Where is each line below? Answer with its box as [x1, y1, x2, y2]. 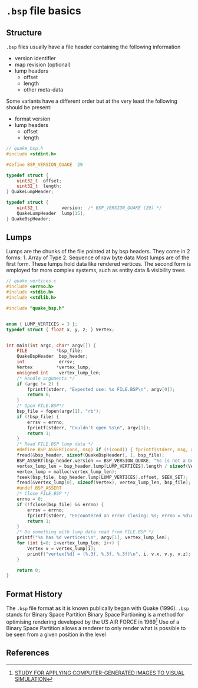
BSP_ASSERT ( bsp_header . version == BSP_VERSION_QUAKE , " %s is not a [16, 458, 186, 464]
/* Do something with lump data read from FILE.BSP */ [16, 529, 154, 535]
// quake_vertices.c [6, 278, 57, 284]
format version [14, 115, 51, 122]
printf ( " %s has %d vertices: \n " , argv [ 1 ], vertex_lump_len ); [16, 534, 170, 541]
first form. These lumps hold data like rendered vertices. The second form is [6, 260, 192, 268]
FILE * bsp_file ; [16, 348, 83, 354]
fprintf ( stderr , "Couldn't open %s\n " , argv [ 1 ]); [27, 425, 151, 431]
